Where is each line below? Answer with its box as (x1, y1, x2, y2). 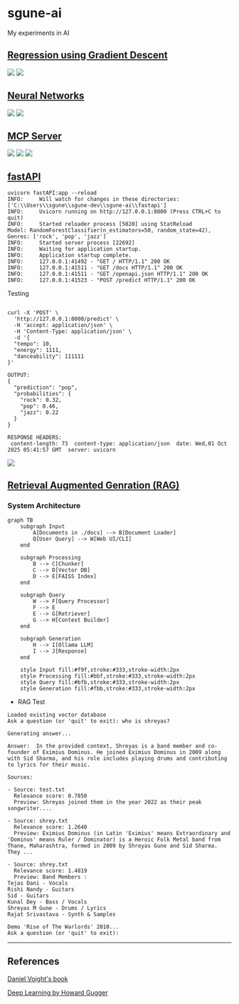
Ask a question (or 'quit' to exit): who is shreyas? (7, 718, 171, 725)
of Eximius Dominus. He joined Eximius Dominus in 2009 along (33, 748, 221, 756)
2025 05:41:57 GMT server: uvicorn (7, 447, 116, 454)
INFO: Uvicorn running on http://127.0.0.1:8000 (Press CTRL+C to (7, 208, 221, 215)
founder (7, 748, 31, 756)
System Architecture (7, 500, 81, 510)
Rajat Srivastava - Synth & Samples (7, 911, 116, 918)
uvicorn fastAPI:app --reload (7, 190, 97, 197)
